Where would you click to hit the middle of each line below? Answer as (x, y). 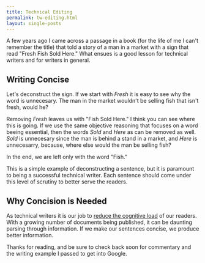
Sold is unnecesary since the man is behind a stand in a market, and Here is (102, 139)
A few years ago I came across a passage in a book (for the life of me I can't (102, 41)
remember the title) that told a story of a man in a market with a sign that (98, 47)
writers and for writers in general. (48, 60)
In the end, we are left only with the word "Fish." (67, 157)
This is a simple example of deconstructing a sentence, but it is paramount (100, 169)
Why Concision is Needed (57, 201)
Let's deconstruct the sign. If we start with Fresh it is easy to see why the (99, 94)
